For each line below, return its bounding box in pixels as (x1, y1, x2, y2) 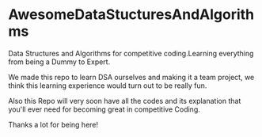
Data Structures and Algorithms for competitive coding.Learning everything (8, 48, 254, 58)
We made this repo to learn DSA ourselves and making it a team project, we (8, 72, 255, 82)
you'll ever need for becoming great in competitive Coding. (8, 105, 200, 114)
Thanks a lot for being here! (8, 120, 99, 129)
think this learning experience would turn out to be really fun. (8, 81, 207, 90)
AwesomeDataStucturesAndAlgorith (8, 6, 255, 24)
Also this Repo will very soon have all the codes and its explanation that (8, 96, 241, 105)
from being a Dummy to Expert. (8, 57, 111, 67)
